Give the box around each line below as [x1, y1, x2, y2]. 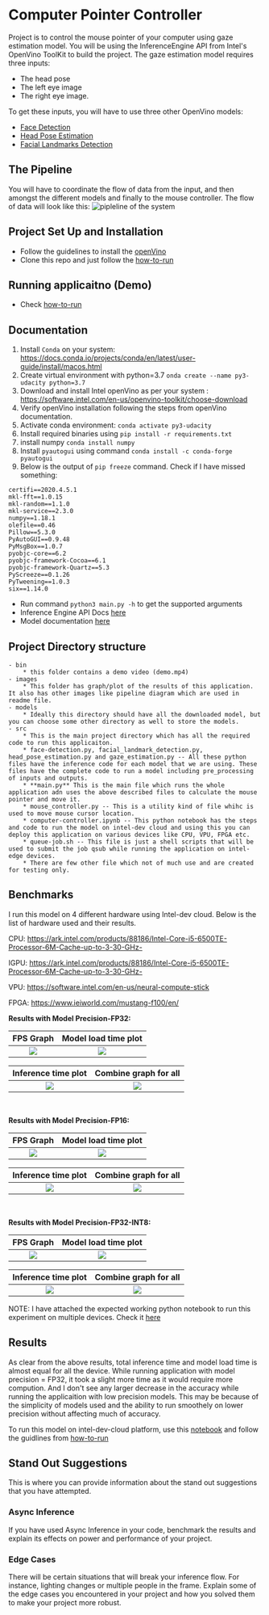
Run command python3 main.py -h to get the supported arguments [19, 599, 243, 609]
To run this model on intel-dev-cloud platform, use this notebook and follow [8, 1424, 259, 1434]
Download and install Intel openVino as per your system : [19, 386, 209, 396]
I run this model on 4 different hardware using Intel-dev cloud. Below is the [8, 909, 257, 919]
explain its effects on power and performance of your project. [8, 1533, 213, 1543]
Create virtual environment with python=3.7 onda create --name [19, 370, 232, 381]
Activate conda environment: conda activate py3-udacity [19, 420, 212, 430]
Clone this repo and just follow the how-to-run [19, 254, 174, 264]
